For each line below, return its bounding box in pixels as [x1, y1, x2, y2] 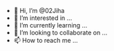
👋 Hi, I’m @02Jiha [13, 7, 65, 14]
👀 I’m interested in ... [13, 14, 73, 22]
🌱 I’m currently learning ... [13, 21, 88, 29]
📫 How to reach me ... [13, 37, 78, 44]
